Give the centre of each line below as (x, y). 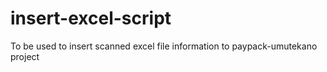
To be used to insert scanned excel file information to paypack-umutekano (164, 46)
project (25, 56)
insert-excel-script (91, 18)
